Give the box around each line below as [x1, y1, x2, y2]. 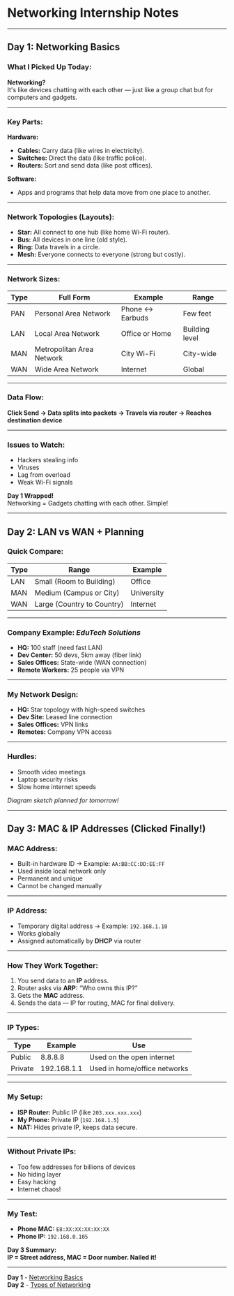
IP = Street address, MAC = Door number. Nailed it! [7, 1253, 157, 1262]
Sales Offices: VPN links [17, 721, 88, 729]
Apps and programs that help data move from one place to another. [17, 188, 211, 196]
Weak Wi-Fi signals [17, 478, 73, 487]
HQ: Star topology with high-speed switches [17, 705, 146, 714]
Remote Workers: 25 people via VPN [17, 665, 124, 675]
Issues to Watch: [7, 440, 65, 450]
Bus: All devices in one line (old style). [17, 235, 127, 244]
